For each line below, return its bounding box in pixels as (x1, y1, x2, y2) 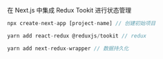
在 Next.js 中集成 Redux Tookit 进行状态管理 (7, 6, 132, 14)
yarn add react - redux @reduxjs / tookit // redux (7, 32, 147, 40)
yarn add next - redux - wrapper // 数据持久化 (7, 44, 129, 52)
